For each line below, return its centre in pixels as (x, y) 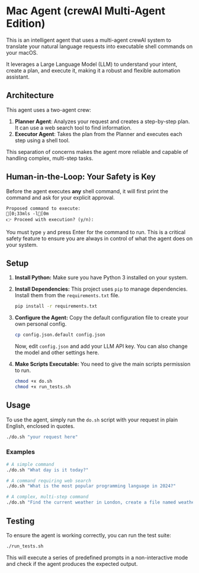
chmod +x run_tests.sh (43, 387)
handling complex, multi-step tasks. (50, 158)
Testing (20, 521)
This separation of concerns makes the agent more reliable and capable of (97, 152)
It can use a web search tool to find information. (73, 127)
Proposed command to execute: (44, 208)
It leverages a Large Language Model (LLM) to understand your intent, (92, 64)
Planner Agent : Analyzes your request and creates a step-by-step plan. (102, 121)
